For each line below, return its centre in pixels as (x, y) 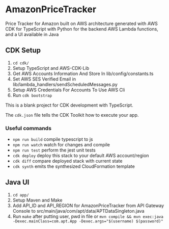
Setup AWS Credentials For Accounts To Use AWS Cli (69, 90)
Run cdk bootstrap (32, 95)
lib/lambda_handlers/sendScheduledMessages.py (65, 84)
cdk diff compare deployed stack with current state (67, 161)
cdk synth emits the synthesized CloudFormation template (74, 166)
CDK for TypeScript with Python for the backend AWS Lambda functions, (82, 29)
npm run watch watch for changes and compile (61, 145)
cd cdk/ (21, 63)
